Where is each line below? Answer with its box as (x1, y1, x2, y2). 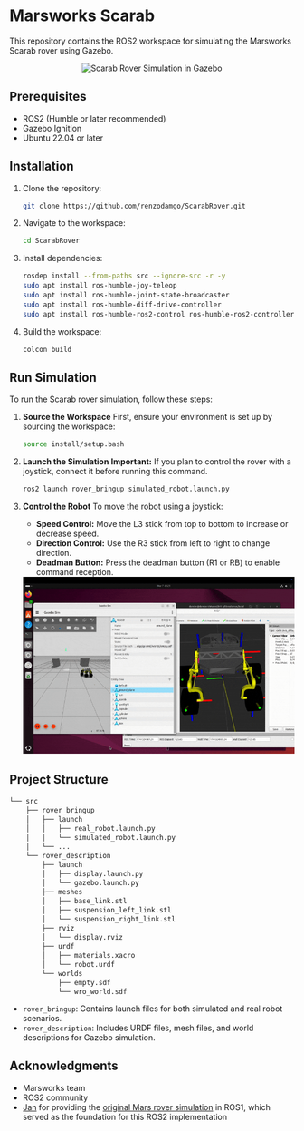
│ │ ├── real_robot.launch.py (25, 824, 156, 834)
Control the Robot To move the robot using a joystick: (22, 501, 223, 512)
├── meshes (42, 888, 83, 897)
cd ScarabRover (22, 237, 81, 246)
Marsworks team (22, 1082, 86, 1093)
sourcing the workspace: (22, 421, 116, 432)
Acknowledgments (9, 1058, 119, 1074)
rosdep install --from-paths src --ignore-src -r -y (22, 271, 226, 281)
